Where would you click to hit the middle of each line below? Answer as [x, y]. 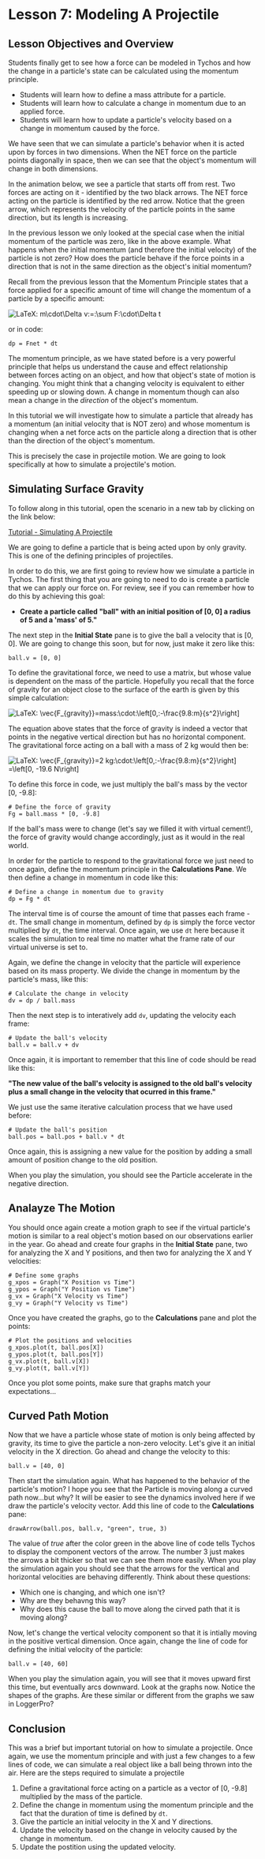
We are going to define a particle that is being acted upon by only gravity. [127, 547]
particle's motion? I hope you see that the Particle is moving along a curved [131, 1489]
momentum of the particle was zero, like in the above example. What [119, 241]
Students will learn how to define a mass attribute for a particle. [123, 95]
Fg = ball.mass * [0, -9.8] [54, 814]
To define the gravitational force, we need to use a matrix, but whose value [130, 672]
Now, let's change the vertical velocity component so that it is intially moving [133, 1633]
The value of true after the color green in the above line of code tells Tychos [132, 1544]
